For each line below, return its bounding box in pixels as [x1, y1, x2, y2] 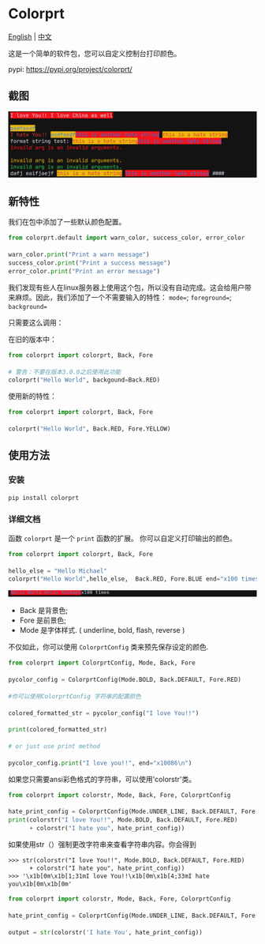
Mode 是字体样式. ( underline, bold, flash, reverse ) [19, 626, 185, 635]
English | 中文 [8, 32, 53, 41]
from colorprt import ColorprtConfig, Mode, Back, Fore [8, 659, 196, 668]
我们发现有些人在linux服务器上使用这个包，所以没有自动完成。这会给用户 [8, 282, 244, 292]
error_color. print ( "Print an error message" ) [8, 267, 160, 275]
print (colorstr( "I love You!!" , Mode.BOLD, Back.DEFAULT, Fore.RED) [8, 816, 238, 824]
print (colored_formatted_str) [8, 726, 108, 734]
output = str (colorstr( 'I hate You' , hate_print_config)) [8, 928, 203, 936]
